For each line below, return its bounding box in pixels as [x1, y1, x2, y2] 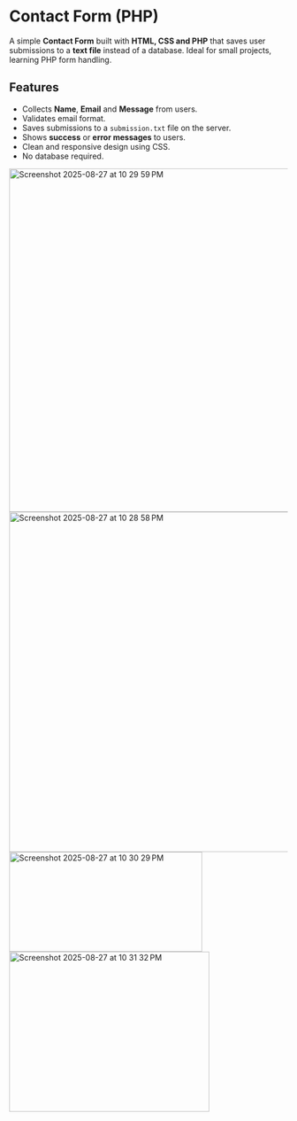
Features [9, 80, 59, 95]
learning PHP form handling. [9, 54, 112, 65]
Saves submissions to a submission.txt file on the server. [21, 122, 232, 133]
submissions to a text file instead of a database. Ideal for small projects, [9, 44, 272, 55]
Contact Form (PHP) [9, 6, 159, 27]
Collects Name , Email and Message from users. [21, 104, 198, 114]
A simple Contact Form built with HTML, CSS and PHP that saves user [9, 35, 266, 46]
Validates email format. [21, 113, 106, 123]
